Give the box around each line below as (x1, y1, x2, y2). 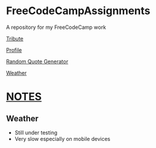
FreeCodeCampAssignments (6, 4, 151, 18)
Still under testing (14, 129, 58, 136)
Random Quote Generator (6, 58, 69, 65)
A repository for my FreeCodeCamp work (6, 24, 107, 31)
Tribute (6, 35, 24, 42)
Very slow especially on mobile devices (14, 135, 111, 142)
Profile (6, 46, 22, 54)
